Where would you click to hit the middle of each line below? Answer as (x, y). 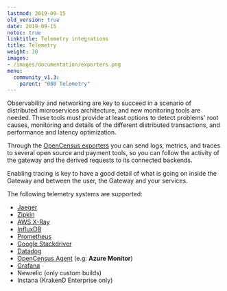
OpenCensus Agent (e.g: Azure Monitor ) (75, 259)
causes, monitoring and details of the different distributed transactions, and (114, 125)
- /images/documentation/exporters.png (64, 65)
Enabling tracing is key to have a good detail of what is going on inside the (112, 174)
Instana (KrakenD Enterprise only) (65, 280)
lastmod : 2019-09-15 (37, 13)
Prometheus (34, 237)
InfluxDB (29, 229)
